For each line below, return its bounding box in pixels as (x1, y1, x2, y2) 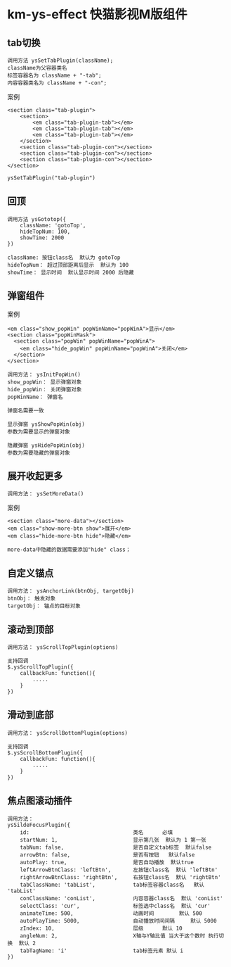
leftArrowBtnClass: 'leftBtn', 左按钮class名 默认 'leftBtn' (20, 866, 218, 873)
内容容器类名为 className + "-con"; (7, 80, 107, 87)
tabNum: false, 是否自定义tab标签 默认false (20, 844, 212, 851)
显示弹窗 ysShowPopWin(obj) (7, 420, 86, 428)
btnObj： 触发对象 (7, 595, 56, 602)
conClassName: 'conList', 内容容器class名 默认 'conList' (20, 895, 223, 902)
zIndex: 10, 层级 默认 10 (20, 925, 183, 932)
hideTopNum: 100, (20, 228, 71, 235)
